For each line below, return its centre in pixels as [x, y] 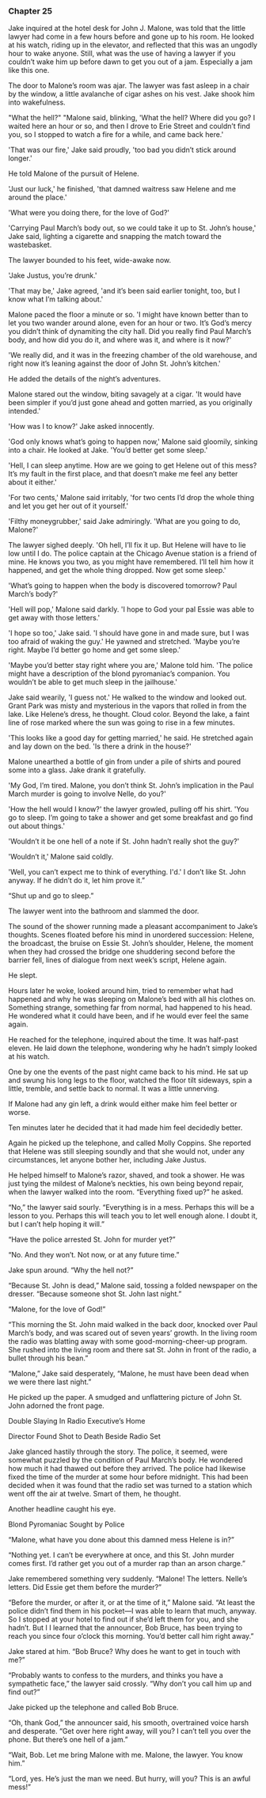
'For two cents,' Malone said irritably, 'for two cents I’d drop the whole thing [131, 498]
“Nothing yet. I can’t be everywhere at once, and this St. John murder [122, 1555]
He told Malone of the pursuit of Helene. [74, 174]
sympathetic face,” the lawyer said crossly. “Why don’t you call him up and [130, 1684]
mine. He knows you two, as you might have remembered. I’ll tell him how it [131, 562]
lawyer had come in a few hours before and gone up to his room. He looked [131, 36]
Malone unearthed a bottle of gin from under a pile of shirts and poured [125, 762]
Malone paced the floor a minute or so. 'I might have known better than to [128, 315]
